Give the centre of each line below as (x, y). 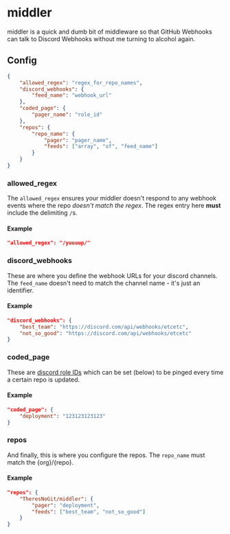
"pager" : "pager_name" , (78, 140)
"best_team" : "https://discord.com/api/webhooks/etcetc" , (104, 327)
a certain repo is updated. (44, 380)
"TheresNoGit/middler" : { (57, 499)
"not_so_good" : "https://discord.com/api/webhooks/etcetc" (106, 333)
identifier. (21, 290)
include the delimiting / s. (42, 213)
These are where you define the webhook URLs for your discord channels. (112, 275)
